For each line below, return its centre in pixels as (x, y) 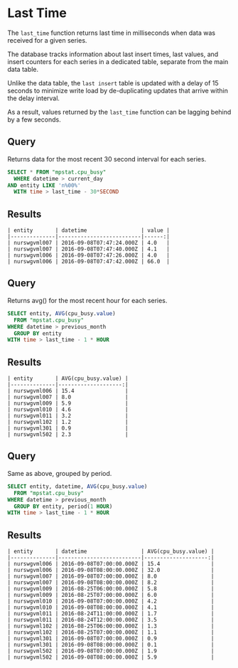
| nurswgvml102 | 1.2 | (68, 422)
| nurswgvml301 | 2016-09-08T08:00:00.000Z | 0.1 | (111, 645)
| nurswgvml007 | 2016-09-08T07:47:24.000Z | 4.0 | (89, 243)
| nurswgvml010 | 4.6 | (68, 410)
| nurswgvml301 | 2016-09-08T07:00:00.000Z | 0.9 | (111, 639)
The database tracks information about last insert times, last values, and (113, 54)
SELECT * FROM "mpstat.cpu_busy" (57, 172)
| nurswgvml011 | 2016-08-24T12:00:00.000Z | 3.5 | (111, 620)
